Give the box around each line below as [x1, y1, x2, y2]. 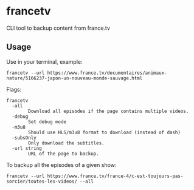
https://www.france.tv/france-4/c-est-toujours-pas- [47, 173, 184, 179]
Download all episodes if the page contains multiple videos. [28, 108, 189, 114]
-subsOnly [12, 135, 36, 141]
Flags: [6, 86, 22, 93]
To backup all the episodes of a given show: [6, 161, 117, 168]
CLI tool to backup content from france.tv [6, 24, 111, 32]
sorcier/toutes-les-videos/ [6, 178, 78, 185]
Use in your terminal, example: [6, 58, 83, 65]
